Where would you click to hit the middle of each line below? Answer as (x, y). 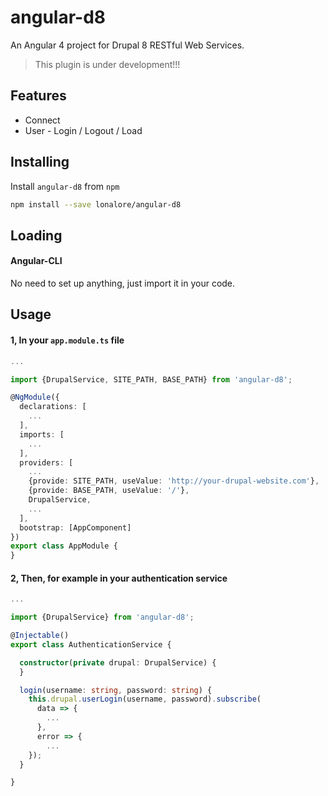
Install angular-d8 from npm (65, 186)
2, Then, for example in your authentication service (119, 578)
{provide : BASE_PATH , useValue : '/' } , (109, 491)
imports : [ (42, 434)
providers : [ (46, 462)
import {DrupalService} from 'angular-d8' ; (102, 617)
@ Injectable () (40, 636)
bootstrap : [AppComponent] (75, 527)
